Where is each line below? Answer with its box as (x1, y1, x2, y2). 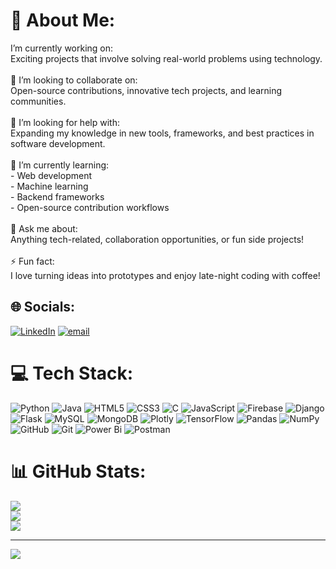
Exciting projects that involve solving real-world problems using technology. (10, 52, 323, 64)
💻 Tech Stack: (10, 362, 134, 384)
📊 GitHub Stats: (10, 460, 147, 483)
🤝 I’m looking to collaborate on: (10, 74, 138, 86)
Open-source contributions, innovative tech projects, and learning (10, 84, 282, 96)
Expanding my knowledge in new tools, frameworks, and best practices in (10, 127, 315, 139)
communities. (10, 95, 67, 107)
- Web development (10, 169, 92, 181)
